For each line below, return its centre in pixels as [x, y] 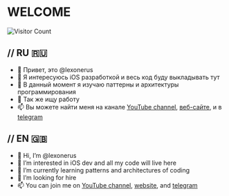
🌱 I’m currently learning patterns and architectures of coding [103, 170]
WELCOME [39, 12]
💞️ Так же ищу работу [48, 99]
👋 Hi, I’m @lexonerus [47, 155]
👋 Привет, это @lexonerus [55, 69]
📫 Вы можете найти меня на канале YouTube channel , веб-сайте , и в [119, 107]
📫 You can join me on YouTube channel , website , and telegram [108, 185]
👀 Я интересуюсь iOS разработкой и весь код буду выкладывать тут [118, 77]
